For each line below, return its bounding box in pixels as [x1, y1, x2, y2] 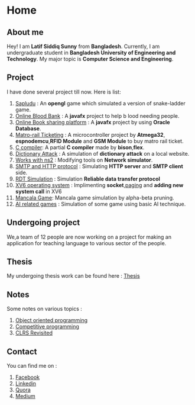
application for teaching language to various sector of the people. [6, 239, 167, 246]
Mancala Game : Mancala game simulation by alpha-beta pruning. [15, 194, 174, 201]
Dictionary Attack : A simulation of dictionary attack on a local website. [15, 150, 190, 157]
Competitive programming [15, 323, 79, 330]
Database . [15, 125, 41, 132]
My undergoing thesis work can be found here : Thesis [6, 272, 141, 279]
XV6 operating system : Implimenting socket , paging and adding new [15, 181, 184, 188]
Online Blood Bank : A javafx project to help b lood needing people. [15, 112, 180, 119]
